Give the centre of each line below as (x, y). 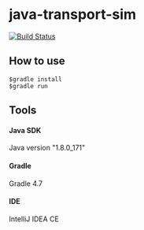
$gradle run (28, 86)
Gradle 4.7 (26, 184)
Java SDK (25, 130)
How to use (37, 61)
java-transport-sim (73, 15)
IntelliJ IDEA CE (34, 219)
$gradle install (35, 79)
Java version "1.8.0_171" (47, 148)
